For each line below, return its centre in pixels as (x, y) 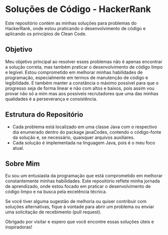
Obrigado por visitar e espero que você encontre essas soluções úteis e (80, 222)
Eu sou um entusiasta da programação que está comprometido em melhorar (84, 176)
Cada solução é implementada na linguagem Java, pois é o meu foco (84, 143)
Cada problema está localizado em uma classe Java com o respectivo (85, 127)
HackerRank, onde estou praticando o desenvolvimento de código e (75, 28)
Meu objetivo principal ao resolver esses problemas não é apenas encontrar (84, 62)
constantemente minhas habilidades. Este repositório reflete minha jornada (83, 181)
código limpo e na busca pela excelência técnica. (56, 192)
